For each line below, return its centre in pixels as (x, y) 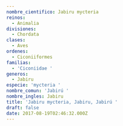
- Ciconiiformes (32, 57)
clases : (16, 40)
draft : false (23, 108)
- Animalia (25, 23)
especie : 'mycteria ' (34, 85)
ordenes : (17, 51)
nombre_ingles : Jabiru (35, 96)
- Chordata (25, 35)
